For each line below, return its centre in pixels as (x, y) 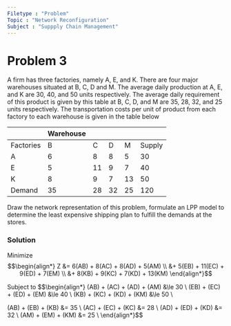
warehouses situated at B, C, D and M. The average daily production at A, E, (115, 87)
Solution (22, 240)
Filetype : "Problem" (38, 13)
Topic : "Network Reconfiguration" (58, 20)
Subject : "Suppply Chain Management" (63, 26)
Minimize (20, 255)
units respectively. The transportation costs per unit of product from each (111, 109)
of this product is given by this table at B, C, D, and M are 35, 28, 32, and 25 (115, 102)
